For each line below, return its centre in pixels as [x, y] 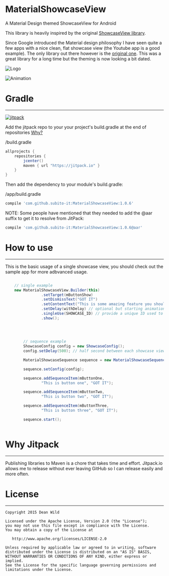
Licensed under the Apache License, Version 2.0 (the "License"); [76, 521]
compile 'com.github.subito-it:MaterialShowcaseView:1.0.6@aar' [74, 228]
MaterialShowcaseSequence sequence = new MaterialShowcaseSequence [95, 360]
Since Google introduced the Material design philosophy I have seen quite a [83, 43]
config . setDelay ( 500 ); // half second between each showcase [89, 351]
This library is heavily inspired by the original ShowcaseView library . [75, 33]
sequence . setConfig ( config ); [54, 369]
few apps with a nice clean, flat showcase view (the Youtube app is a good [82, 48]
